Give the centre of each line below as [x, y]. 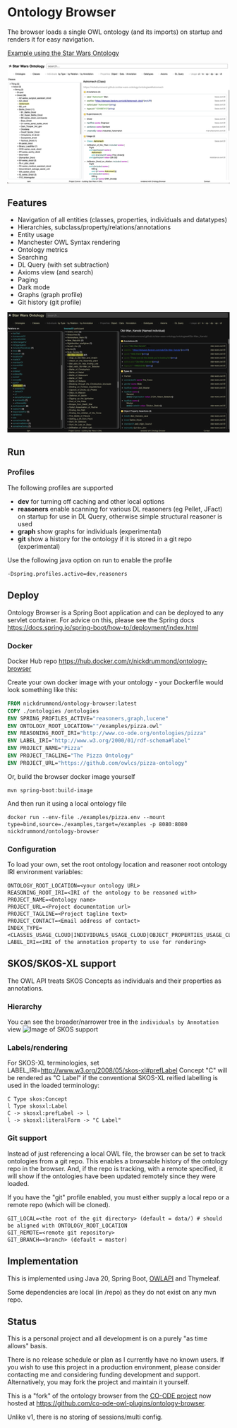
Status [22, 1321]
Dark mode [34, 287]
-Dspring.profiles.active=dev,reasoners [68, 574]
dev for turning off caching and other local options [91, 501]
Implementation [43, 1261]
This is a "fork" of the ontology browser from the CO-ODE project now [109, 1396]
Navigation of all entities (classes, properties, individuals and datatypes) [122, 220]
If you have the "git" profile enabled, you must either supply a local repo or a [119, 1197]
